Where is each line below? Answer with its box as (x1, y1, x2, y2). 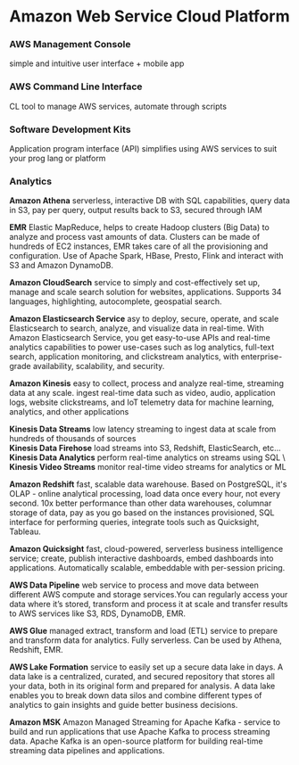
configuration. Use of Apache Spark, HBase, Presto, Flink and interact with (9, 251, 284, 261)
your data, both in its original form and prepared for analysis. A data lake (9, 680, 276, 692)
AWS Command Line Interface (9, 80, 143, 93)
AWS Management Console (9, 38, 131, 51)
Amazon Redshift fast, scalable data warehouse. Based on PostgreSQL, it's (9, 479, 287, 489)
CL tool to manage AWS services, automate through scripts (9, 101, 228, 111)
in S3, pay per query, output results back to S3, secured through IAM (9, 205, 262, 216)
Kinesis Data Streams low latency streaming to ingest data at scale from (9, 424, 277, 434)
